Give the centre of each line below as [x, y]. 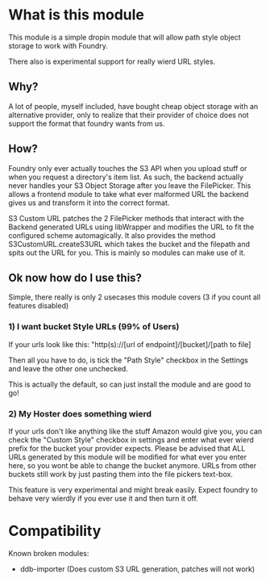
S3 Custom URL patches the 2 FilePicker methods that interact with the [126, 218]
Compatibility [55, 531]
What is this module [77, 15]
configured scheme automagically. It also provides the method [112, 235]
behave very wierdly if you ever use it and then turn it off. [104, 498]
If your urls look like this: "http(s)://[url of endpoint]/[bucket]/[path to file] [130, 344]
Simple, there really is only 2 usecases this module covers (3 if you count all [135, 297]
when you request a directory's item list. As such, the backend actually [126, 177]
